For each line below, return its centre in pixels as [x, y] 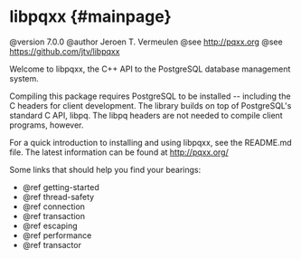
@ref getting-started [61, 187]
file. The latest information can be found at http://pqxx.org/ [119, 152]
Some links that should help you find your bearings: [105, 169]
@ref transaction [54, 216]
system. [24, 78]
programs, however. [47, 125]
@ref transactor [52, 245]
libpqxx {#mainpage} [90, 17]
